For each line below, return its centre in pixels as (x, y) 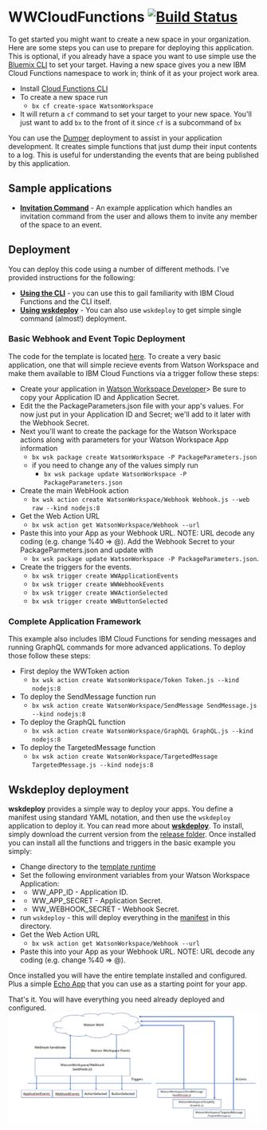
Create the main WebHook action (74, 490)
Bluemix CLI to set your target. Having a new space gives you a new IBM (127, 65)
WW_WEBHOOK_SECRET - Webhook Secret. (105, 909)
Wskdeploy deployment (69, 790)
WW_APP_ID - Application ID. (80, 892)
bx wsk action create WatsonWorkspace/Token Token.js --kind (135, 681)
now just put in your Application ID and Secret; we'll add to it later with (135, 414)
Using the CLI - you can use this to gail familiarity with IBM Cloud (127, 293)
